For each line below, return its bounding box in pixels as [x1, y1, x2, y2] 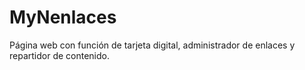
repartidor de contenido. [9, 49, 111, 61]
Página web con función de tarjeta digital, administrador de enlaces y [9, 39, 296, 51]
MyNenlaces [9, 6, 117, 29]
